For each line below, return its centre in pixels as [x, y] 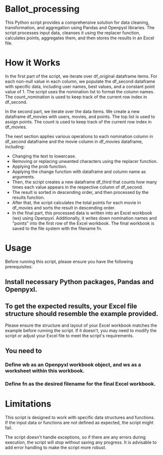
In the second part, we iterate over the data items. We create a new [72, 111]
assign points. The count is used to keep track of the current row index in [78, 122]
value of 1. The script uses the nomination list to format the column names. [80, 91]
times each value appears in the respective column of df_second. [78, 187]
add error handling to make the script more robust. [56, 448]
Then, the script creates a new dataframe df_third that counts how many [84, 182]
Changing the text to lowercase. [44, 156]
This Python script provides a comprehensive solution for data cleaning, [77, 22]
